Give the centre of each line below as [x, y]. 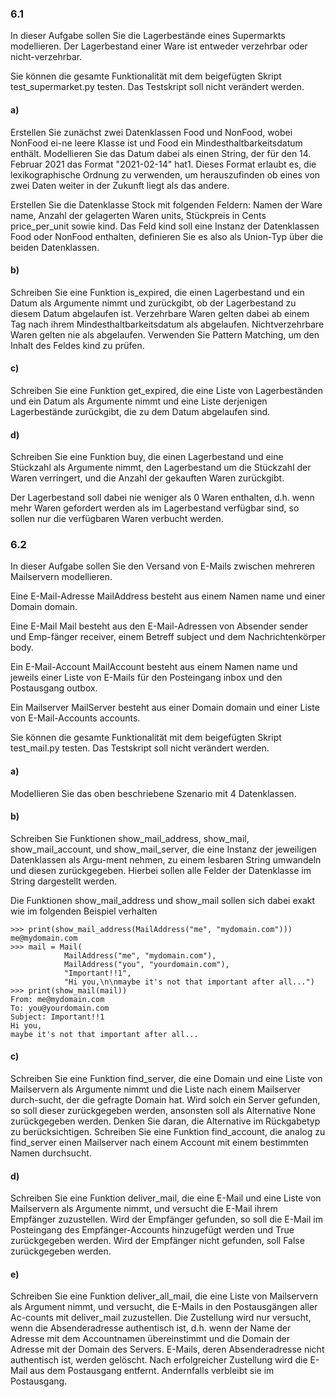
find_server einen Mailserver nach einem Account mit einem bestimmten [159, 1143]
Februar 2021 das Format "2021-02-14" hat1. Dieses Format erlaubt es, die [163, 164]
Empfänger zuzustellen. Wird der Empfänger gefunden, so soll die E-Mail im [166, 1219]
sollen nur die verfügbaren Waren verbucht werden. [117, 519]
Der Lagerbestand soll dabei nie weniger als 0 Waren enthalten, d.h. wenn [162, 498]
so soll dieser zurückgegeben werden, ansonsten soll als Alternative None [163, 1111]
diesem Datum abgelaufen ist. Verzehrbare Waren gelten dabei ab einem [160, 313]
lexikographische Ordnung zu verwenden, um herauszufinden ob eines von [165, 174]
